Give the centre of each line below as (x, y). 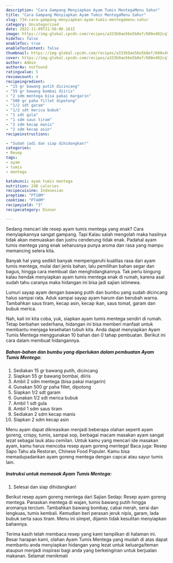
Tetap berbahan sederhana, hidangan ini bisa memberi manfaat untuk (80, 324)
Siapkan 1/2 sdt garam (37, 392)
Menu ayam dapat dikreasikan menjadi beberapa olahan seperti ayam (79, 429)
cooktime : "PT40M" (25, 200)
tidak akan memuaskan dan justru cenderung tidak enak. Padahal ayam (81, 239)
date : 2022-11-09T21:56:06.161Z (40, 29)
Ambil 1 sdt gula (30, 403)
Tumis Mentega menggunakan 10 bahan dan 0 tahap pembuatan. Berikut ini (86, 335)
